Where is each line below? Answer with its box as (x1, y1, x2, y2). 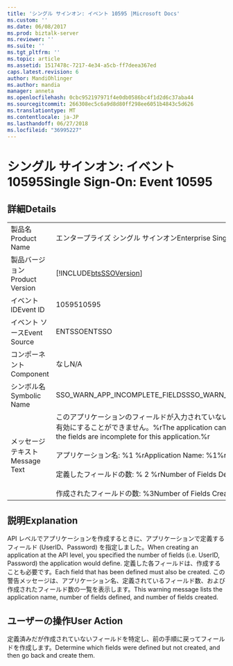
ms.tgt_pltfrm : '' (7, 49, 60, 56)
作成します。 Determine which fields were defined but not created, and (19, 644, 221, 651)
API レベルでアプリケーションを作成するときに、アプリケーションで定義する (7, 535, 225, 543)
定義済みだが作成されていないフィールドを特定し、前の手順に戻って (7, 635, 201, 643)
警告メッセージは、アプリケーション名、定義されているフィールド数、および (7, 576, 225, 585)
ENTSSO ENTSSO (55, 327, 112, 336)
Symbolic (10, 391, 42, 400)
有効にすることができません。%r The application (55, 423, 213, 432)
